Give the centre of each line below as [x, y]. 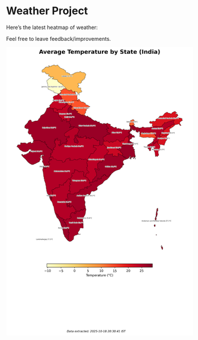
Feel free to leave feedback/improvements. [59, 39]
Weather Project [47, 11]
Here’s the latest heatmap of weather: [52, 27]
